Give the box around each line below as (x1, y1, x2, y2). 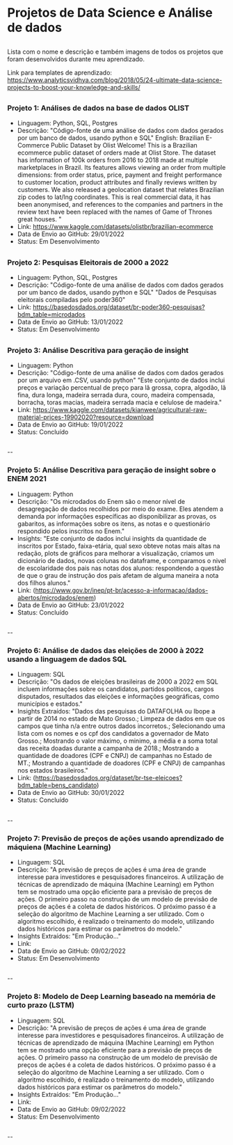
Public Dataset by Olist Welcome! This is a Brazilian (51, 141, 198, 150)
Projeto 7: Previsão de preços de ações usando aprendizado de (7, 833, 225, 843)
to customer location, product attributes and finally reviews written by (17, 178, 217, 187)
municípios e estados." (17, 700, 83, 708)
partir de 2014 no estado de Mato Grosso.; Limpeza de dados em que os (17, 715, 225, 723)
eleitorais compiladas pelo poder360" (17, 296, 126, 304)
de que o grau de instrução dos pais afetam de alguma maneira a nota (17, 571, 219, 579)
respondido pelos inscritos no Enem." (17, 527, 125, 535)
